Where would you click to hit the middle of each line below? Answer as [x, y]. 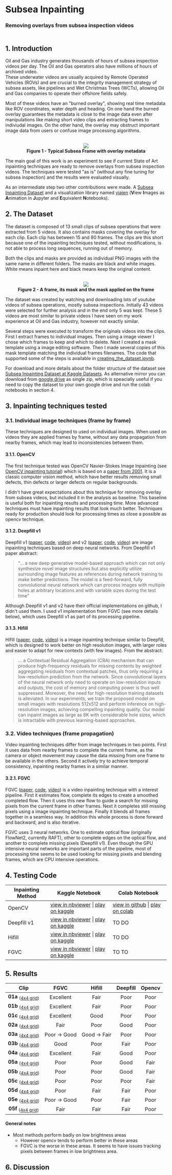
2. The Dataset [29, 214]
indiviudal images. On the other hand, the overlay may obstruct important [82, 125]
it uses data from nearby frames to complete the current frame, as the [79, 750]
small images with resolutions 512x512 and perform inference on [86, 704]
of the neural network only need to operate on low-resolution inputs [89, 682]
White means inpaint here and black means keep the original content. [79, 269]
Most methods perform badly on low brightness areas [69, 1135]
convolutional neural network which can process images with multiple [91, 585]
